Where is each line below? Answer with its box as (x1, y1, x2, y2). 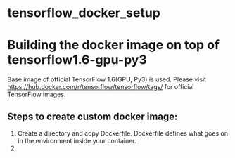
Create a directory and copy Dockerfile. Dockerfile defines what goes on (17, 129, 229, 138)
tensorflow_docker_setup (7, 5, 160, 21)
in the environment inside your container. (17, 136, 136, 145)
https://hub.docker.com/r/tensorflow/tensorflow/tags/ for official (7, 83, 194, 91)
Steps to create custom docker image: (7, 110, 178, 122)
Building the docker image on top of (7, 37, 220, 53)
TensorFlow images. (7, 90, 66, 99)
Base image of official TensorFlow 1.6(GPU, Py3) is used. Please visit (7, 75, 206, 84)
